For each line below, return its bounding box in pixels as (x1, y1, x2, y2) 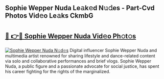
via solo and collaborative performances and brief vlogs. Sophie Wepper (5, 58, 152, 64)
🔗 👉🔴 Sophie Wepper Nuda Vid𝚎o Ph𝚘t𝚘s (5, 32, 136, 40)
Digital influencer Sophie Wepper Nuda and (69, 48, 157, 53)
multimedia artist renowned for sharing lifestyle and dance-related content (5, 53, 156, 58)
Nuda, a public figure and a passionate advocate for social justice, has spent (5, 63, 160, 69)
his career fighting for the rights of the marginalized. (5, 69, 111, 74)
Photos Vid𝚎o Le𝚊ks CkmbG (5, 12, 94, 20)
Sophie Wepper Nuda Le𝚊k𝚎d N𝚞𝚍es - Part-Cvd (5, 4, 155, 12)
